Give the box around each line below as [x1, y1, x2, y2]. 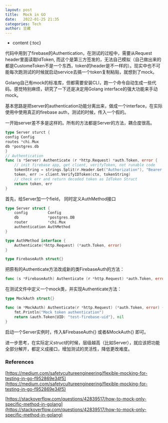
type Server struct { [5, 205, 50, 211]
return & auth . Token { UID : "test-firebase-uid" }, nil [14, 314, 124, 320]
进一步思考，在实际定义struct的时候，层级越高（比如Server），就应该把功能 [5, 340, 160, 346]
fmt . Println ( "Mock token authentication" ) [14, 309, 104, 314]
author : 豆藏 [5, 26, 31, 31]
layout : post [5, 7, 32, 13]
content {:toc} [12, 40, 41, 46]
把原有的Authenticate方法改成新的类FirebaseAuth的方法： [5, 266, 125, 272]
